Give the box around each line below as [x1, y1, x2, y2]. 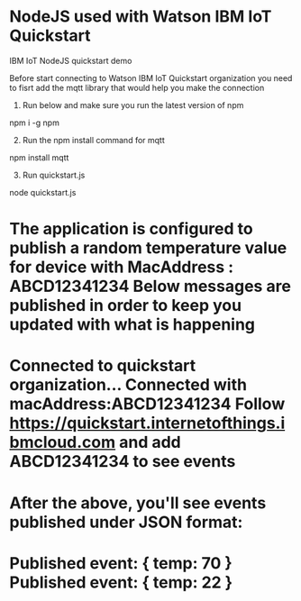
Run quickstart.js [22, 169, 86, 180]
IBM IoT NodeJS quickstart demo [9, 55, 132, 66]
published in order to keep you [9, 296, 242, 316]
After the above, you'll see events [9, 493, 267, 513]
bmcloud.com [9, 433, 116, 452]
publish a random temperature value [9, 238, 287, 259]
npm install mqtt [9, 151, 69, 163]
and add [118, 433, 182, 452]
